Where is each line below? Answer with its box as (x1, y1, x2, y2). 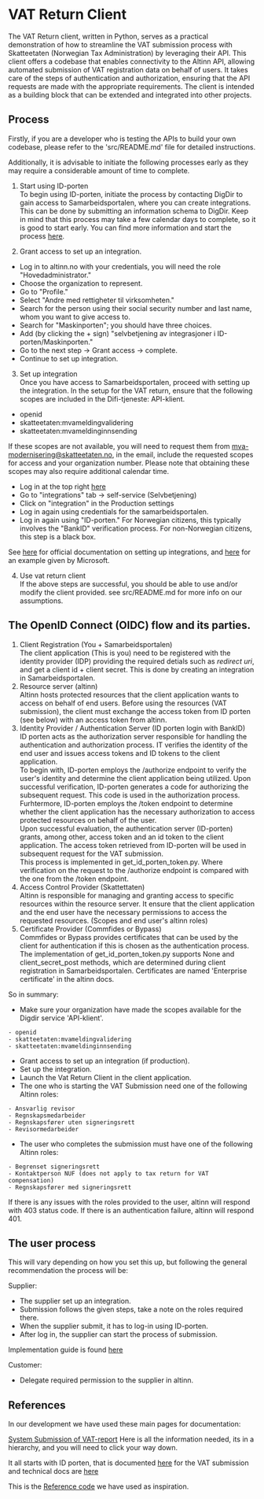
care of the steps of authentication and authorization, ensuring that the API (8, 73, 251, 83)
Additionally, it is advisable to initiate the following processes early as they (8, 157, 249, 167)
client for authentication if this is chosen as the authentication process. (19, 941, 250, 950)
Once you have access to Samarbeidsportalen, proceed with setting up (19, 377, 250, 387)
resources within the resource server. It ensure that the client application (19, 899, 255, 909)
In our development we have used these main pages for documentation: (8, 1419, 241, 1429)
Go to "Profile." (19, 287, 68, 296)
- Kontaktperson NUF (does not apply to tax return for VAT (8, 1169, 210, 1178)
